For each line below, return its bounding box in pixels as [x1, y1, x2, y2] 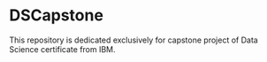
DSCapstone [9, 5, 104, 26]
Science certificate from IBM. [9, 43, 117, 54]
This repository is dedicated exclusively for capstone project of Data [9, 35, 258, 45]
